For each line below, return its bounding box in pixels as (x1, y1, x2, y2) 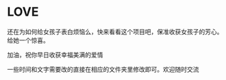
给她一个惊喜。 (7, 36, 49, 44)
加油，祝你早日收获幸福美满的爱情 (7, 51, 103, 59)
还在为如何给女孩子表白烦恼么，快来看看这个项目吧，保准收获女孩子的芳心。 (7, 27, 223, 36)
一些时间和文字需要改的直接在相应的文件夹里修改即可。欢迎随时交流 (7, 65, 199, 73)
